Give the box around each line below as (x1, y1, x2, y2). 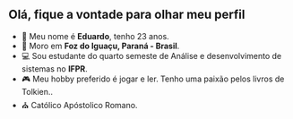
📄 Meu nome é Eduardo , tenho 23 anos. (21, 30, 169, 41)
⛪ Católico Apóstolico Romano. (21, 99, 138, 110)
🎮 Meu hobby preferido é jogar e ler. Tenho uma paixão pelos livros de (21, 73, 285, 84)
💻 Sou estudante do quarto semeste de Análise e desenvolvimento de (21, 50, 282, 61)
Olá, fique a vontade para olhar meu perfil (8, 7, 246, 22)
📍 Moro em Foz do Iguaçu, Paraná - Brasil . (21, 40, 180, 51)
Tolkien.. (21, 86, 54, 97)
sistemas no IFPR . (21, 63, 89, 74)
